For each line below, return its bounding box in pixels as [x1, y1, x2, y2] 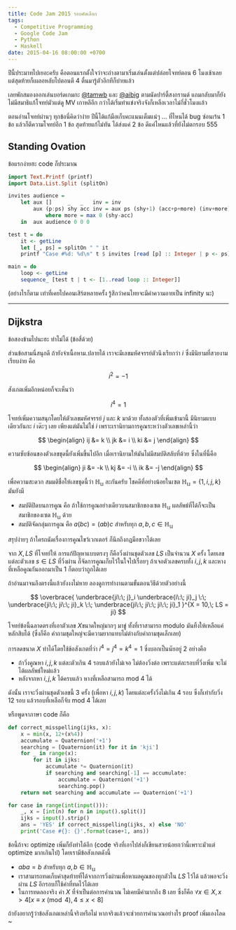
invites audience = [8, 192, 65, 199]
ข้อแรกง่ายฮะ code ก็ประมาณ [8, 159, 78, 168]
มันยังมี [8, 486, 25, 495]
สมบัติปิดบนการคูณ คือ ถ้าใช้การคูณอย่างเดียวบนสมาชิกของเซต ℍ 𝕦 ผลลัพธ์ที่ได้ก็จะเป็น [18, 501, 216, 511]
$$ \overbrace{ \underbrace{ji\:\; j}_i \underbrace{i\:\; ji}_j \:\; [30, 593, 207, 602]
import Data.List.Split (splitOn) [8, 180, 109, 187]
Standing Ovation [8, 141, 86, 153]
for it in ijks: [33, 756, 81, 763]
